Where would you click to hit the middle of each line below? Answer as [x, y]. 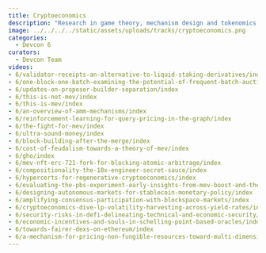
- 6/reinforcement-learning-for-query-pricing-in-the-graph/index [120, 119]
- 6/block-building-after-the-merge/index [79, 141]
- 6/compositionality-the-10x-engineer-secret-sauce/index [108, 171]
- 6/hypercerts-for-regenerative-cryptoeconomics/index [102, 178]
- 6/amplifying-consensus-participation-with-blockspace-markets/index [129, 200]
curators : [25, 52]
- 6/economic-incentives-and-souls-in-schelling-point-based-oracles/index [136, 222]
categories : [28, 38]
